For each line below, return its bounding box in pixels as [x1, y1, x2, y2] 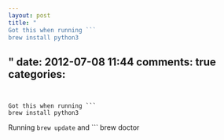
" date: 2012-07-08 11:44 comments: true [8, 55, 216, 68]
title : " [8, 19, 37, 27]
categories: [8, 68, 66, 81]
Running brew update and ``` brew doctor [8, 123, 140, 132]
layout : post [8, 11, 51, 20]
